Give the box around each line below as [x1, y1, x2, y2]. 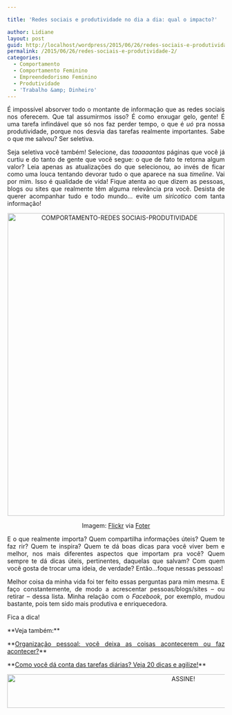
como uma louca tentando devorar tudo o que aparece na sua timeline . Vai [7, 170, 226, 178]
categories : [7, 55, 41, 61]
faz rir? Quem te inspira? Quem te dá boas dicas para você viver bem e [7, 542, 225, 551]
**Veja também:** [7, 627, 60, 635]
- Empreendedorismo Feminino [13, 73, 97, 80]
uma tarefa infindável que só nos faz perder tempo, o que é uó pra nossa [7, 120, 225, 128]
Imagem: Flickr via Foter [81, 522, 151, 530]
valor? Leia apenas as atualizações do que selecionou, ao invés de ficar [7, 163, 225, 171]
